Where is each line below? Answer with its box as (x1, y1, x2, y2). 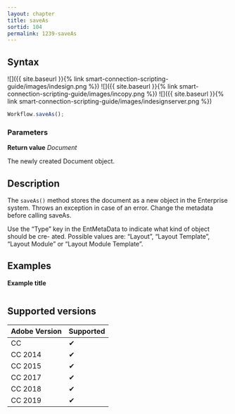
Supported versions (7, 306, 96, 318)
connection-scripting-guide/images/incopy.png (7, 89, 145, 99)
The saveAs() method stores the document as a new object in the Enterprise (7, 196, 228, 205)
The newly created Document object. (7, 157, 115, 165)
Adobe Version (11, 326, 62, 336)
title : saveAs (7, 17, 49, 24)
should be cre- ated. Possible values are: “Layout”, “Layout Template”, (7, 232, 210, 241)
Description (7, 177, 60, 189)
